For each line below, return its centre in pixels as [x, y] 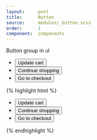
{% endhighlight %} [30, 131]
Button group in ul [28, 50]
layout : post [28, 12]
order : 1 [24, 28]
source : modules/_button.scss [49, 23]
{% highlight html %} [32, 91]
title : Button [30, 17]
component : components [35, 34]
